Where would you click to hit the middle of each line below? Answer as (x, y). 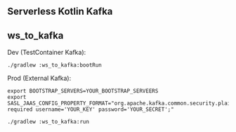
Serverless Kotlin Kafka (60, 12)
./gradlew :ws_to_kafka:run (48, 122)
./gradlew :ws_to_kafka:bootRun (54, 65)
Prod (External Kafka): (39, 78)
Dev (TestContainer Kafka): (47, 53)
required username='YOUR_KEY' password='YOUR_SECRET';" (91, 110)
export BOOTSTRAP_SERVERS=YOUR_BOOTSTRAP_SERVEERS (83, 91)
